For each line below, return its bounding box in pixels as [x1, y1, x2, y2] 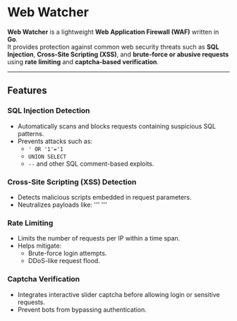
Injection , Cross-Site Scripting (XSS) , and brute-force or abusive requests [7, 50, 229, 59]
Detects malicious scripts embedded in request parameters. [17, 193, 192, 201]
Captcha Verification [7, 274, 80, 284]
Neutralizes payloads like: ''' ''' [17, 200, 107, 209]
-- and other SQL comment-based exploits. [28, 159, 154, 168]
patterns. [17, 129, 44, 138]
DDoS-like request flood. [28, 257, 100, 265]
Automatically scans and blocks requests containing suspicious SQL [17, 121, 217, 131]
